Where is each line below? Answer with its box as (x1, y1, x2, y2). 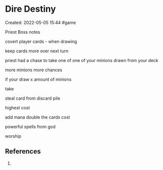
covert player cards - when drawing (5, 38, 77, 44)
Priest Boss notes (5, 29, 41, 35)
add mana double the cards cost (5, 114, 70, 120)
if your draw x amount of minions (5, 76, 72, 82)
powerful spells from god (5, 124, 56, 129)
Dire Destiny (5, 3, 56, 15)
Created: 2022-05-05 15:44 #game (5, 20, 76, 25)
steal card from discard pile (5, 95, 61, 101)
